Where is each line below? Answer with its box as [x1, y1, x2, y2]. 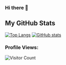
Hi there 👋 [5, 4, 29, 11]
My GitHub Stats [5, 19, 55, 27]
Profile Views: [5, 44, 39, 51]
